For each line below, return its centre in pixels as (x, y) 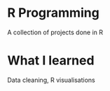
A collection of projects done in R (55, 32)
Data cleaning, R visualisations (51, 80)
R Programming (53, 13)
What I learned (51, 61)
